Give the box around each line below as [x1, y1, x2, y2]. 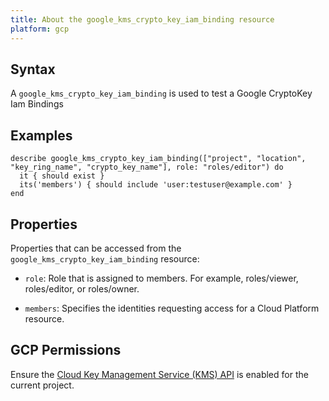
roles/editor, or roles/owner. [24, 282, 140, 295]
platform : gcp [10, 24, 70, 34]
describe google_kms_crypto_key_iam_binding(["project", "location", [10, 154, 307, 164]
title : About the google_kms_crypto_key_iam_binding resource [10, 14, 275, 25]
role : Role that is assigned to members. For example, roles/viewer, [24, 272, 299, 284]
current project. [10, 379, 75, 391]
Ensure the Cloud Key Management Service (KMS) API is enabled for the [10, 368, 309, 380]
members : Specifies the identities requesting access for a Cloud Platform [24, 302, 320, 314]
